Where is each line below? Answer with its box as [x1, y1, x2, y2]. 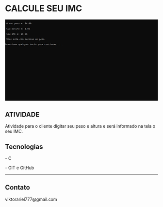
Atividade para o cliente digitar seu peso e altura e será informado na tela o [5, 123, 156, 129]
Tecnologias [5, 142, 43, 151]
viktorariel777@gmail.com [5, 196, 57, 202]
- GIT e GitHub [5, 165, 34, 171]
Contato [5, 183, 30, 192]
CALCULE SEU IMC [5, 3, 82, 14]
